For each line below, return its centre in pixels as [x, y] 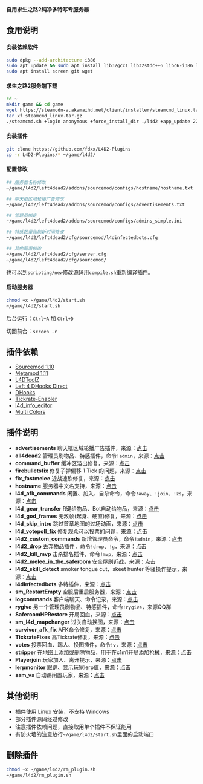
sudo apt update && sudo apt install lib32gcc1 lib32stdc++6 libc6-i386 [100, 66]
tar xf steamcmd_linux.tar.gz [44, 116]
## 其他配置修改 [24, 248]
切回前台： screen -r [32, 331]
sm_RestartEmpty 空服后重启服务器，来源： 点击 [76, 592]
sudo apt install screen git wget [50, 71]
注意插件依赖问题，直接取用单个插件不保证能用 [73, 727]
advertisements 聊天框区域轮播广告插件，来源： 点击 [81, 448]
